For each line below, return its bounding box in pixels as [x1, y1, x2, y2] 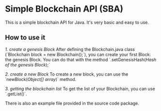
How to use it [5, 33, 46, 42]
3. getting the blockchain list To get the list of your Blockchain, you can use [5, 86, 155, 92]
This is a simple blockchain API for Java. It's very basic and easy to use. [5, 19, 149, 25]
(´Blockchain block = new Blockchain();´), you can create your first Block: [5, 51, 151, 57]
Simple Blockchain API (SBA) [5, 3, 124, 15]
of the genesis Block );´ [5, 62, 50, 67]
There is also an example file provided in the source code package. [5, 100, 140, 106]
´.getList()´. [5, 91, 27, 96]
